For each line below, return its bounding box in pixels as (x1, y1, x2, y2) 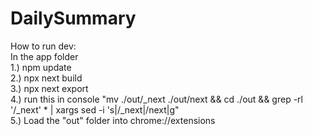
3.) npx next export (10, 82, 89, 94)
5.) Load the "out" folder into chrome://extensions (10, 114, 216, 126)
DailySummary (10, 7, 137, 30)
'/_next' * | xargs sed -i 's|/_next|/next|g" (10, 103, 180, 116)
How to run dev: (10, 40, 77, 52)
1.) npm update (10, 61, 72, 73)
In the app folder (10, 50, 79, 62)
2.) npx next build (10, 72, 83, 84)
